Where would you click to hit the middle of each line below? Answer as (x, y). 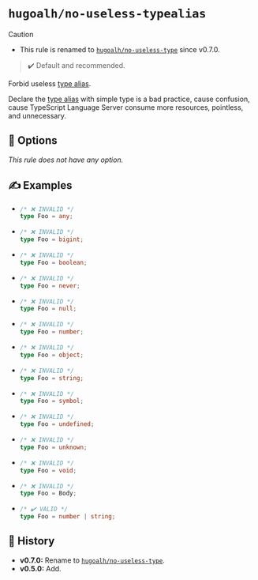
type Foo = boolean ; (53, 262)
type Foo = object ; (52, 355)
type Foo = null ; (48, 309)
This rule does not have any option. (66, 160)
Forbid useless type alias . (50, 83)
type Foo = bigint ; (52, 239)
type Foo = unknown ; (53, 447)
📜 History (32, 541)
